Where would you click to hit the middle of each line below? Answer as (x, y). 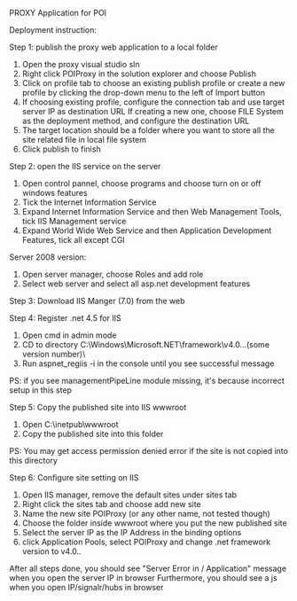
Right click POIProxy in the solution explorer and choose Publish (139, 74)
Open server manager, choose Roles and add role (113, 274)
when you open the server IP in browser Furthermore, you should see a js (143, 578)
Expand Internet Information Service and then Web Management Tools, (152, 211)
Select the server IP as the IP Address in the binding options (132, 532)
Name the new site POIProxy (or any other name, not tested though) (146, 514)
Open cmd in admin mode (69, 335)
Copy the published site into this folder (93, 434)
